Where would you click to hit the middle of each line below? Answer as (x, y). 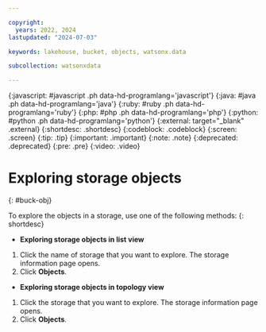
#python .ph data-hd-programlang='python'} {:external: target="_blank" (126, 121)
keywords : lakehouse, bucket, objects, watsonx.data (97, 52)
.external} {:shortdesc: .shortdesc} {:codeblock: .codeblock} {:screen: (123, 129)
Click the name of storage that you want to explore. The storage (124, 255)
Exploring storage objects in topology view (92, 288)
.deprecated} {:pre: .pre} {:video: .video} (74, 146)
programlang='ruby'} (42, 113)
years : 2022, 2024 (46, 30)
